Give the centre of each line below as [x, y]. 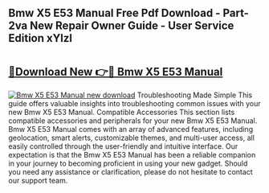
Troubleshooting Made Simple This [195, 95]
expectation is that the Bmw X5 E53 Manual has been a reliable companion [132, 155]
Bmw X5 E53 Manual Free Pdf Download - [114, 13]
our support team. [38, 181]
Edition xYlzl [40, 38]
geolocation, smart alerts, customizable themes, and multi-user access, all [132, 138]
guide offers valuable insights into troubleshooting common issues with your [134, 103]
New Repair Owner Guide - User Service [132, 26]
